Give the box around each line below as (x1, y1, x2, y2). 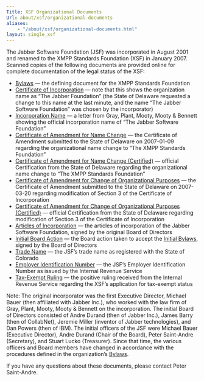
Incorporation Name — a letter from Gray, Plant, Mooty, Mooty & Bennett (15, 112, 198, 119)
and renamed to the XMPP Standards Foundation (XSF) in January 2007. (6, 55, 188, 62)
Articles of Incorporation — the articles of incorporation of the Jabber (15, 222, 190, 229)
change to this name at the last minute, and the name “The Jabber (15, 99, 181, 107)
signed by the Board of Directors (15, 241, 97, 249)
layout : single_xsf (6, 32, 56, 38)
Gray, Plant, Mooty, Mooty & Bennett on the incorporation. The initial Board (6, 305, 194, 313)
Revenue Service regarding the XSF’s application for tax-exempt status (15, 280, 193, 288)
